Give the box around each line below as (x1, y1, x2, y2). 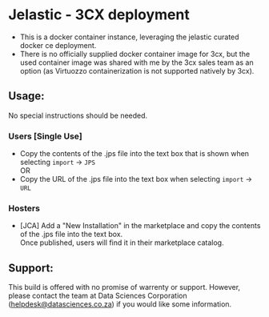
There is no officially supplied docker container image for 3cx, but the (19, 49, 251, 58)
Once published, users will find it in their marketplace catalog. (19, 238, 224, 247)
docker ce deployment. (19, 40, 97, 50)
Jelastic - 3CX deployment (8, 6, 190, 24)
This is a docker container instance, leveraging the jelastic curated (19, 32, 239, 42)
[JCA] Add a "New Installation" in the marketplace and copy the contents (19, 221, 261, 231)
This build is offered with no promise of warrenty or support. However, (8, 283, 241, 292)
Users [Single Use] (8, 130, 82, 142)
